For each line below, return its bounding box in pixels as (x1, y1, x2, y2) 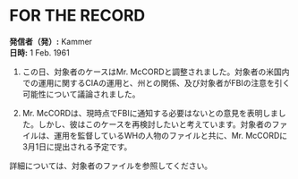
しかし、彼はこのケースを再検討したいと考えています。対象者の (38, 118, 272, 130)
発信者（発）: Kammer (9, 36, 92, 47)
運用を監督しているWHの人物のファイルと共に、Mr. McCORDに (53, 130, 288, 141)
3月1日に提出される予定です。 (21, 141, 132, 152)
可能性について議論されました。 (21, 89, 140, 99)
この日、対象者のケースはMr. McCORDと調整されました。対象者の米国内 (21, 66, 290, 77)
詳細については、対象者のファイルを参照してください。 (9, 160, 213, 171)
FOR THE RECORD (9, 5, 146, 26)
